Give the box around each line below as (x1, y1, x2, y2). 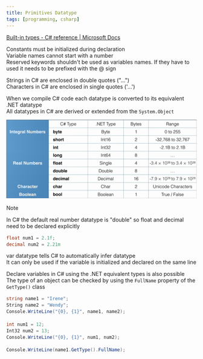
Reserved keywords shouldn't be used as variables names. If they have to (6, 58, 190, 65)
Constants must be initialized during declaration (6, 45, 126, 53)
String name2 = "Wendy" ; (6, 302, 69, 309)
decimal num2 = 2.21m (6, 241, 61, 247)
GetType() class (6, 283, 45, 290)
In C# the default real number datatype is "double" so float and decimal (6, 216, 184, 223)
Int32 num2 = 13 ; (6, 327, 50, 334)
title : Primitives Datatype (6, 10, 77, 16)
